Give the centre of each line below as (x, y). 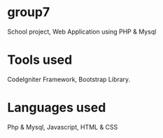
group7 (29, 12)
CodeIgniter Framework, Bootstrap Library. (69, 79)
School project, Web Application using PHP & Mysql (82, 32)
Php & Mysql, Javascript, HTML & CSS (63, 127)
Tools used (40, 60)
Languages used (57, 108)
